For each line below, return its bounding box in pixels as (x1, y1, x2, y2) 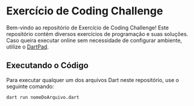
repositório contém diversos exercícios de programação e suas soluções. (6, 30, 189, 37)
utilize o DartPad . (6, 43, 49, 50)
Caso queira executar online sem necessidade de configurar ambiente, (6, 37, 183, 44)
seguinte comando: (6, 83, 54, 90)
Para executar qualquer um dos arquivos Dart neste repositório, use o (6, 76, 180, 83)
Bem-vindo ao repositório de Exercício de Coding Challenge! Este (6, 24, 169, 31)
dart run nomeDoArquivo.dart (6, 94, 80, 100)
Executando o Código (6, 60, 89, 71)
